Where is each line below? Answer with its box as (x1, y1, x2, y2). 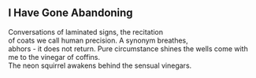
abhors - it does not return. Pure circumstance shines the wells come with (8, 43, 248, 54)
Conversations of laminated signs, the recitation (8, 27, 164, 36)
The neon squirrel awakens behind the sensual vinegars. (8, 61, 192, 70)
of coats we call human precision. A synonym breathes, (8, 35, 189, 45)
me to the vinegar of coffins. (8, 52, 101, 61)
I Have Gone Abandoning (8, 6, 133, 20)
